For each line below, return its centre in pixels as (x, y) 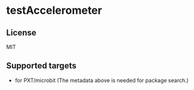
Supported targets (41, 66)
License (21, 33)
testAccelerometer (54, 10)
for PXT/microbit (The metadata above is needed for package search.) (102, 80)
